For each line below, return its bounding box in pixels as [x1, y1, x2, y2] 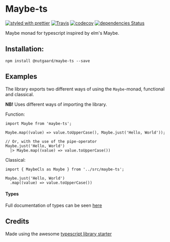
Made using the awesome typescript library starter [5, 231, 112, 237]
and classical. [5, 91, 34, 97]
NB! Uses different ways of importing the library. [5, 101, 107, 107]
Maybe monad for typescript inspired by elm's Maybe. [5, 30, 119, 36]
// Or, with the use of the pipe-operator [5, 139, 97, 144]
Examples [5, 72, 37, 81]
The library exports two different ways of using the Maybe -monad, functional [5, 85, 165, 92]
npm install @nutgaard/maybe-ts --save [5, 58, 90, 63]
